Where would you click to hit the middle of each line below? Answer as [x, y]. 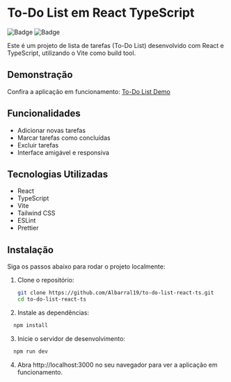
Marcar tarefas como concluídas [64, 138]
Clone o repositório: [46, 280]
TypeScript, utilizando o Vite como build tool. [72, 53]
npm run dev [31, 351]
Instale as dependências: [53, 312]
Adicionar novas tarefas [51, 130]
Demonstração [40, 75]
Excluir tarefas [38, 145]
